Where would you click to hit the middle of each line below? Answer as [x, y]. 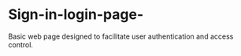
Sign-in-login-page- [76, 15]
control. [21, 44]
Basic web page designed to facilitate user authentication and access [121, 36]
